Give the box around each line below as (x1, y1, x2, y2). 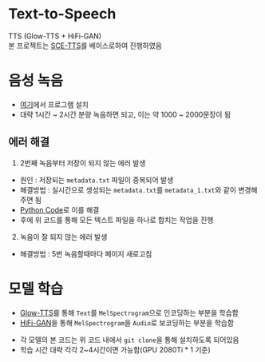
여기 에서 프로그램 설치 (19, 99, 89, 109)
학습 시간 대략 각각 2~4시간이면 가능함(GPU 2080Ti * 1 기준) (19, 344, 212, 354)
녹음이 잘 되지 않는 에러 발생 (19, 232, 108, 241)
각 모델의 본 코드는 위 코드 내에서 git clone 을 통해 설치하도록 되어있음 (19, 335, 239, 344)
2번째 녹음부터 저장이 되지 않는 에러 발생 (19, 157, 146, 168)
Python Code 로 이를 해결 (19, 205, 100, 214)
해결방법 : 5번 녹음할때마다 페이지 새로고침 (19, 249, 152, 258)
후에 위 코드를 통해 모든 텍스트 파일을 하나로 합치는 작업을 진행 (19, 215, 214, 225)
